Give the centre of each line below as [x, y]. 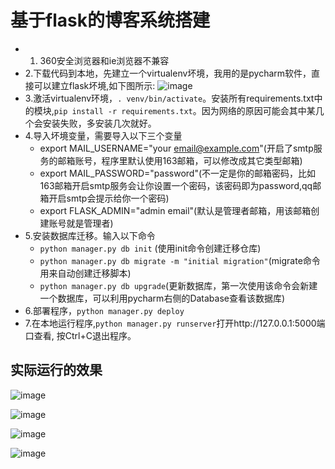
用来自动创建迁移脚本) [85, 273]
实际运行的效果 [56, 370]
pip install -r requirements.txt [123, 111]
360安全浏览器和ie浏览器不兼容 [104, 60]
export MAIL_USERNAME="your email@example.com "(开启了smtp [176, 148]
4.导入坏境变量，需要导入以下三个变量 [103, 135]
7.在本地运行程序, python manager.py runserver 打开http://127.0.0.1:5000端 [175, 323]
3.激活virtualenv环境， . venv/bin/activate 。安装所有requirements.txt [169, 98]
